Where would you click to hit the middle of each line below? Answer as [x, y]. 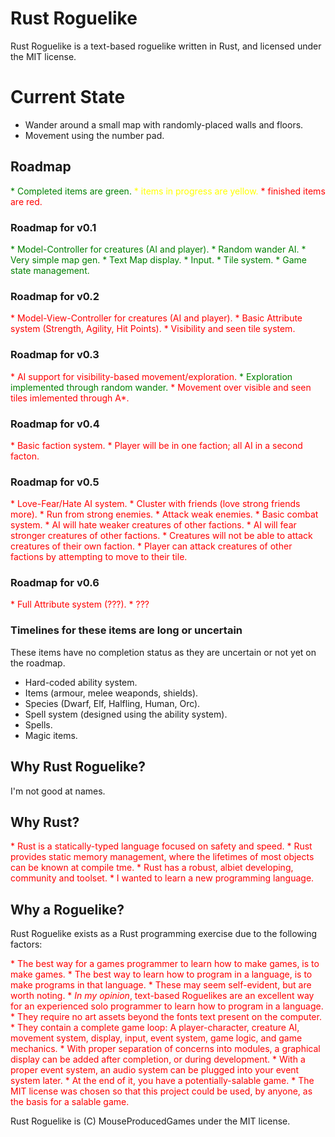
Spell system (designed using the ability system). [126, 714]
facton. [25, 456]
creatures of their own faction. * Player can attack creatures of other [151, 546]
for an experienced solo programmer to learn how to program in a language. [167, 1006]
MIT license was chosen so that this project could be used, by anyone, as [161, 1091]
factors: [26, 944]
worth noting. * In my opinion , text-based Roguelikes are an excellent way [162, 996]
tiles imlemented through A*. [70, 398]
